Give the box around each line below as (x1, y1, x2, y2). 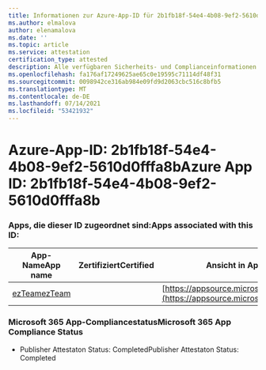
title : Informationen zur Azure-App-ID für (8, 11, 154, 20)
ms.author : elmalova (8, 19, 77, 27)
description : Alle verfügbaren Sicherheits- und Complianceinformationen (8, 63, 257, 71)
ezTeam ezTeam (12, 288, 71, 299)
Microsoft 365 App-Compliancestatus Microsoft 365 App (8, 317, 232, 328)
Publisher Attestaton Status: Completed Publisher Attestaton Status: (19, 345, 239, 354)
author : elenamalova (8, 26, 77, 34)
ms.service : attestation (8, 48, 90, 56)
